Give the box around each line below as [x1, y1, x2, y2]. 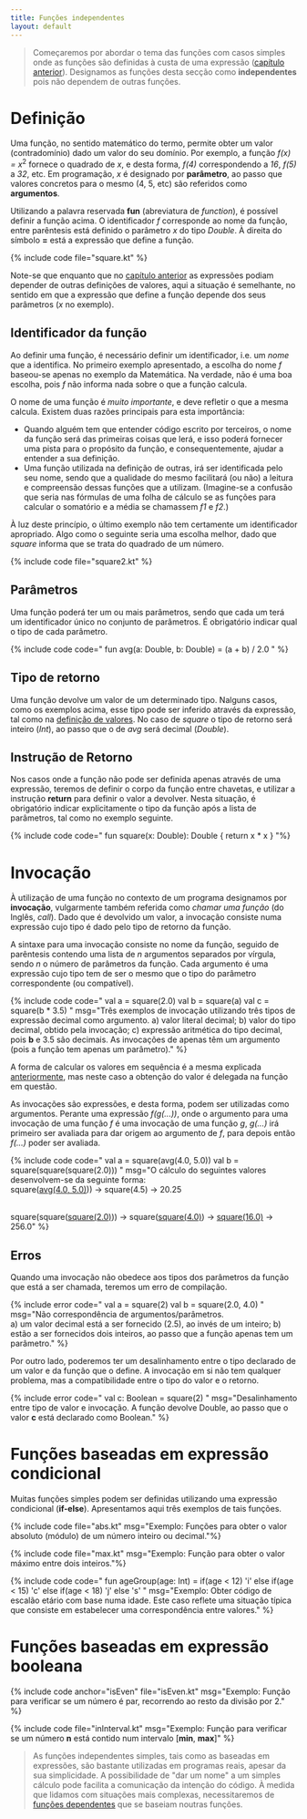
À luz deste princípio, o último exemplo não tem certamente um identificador [10, 519, 298, 530]
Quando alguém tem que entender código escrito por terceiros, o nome [23, 423, 292, 434]
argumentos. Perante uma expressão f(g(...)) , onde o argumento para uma [10, 1109, 289, 1120]
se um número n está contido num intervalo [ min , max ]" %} [10, 1732, 235, 1743]
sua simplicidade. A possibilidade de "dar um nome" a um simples [32, 1770, 281, 1781]
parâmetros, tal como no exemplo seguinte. [10, 812, 174, 823]
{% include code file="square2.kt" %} [10, 555, 153, 566]
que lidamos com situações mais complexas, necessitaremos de [32, 1789, 275, 1800]
